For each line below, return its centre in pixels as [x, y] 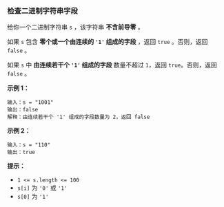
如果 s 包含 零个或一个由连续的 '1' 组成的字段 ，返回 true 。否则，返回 [108, 42]
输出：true [21, 153]
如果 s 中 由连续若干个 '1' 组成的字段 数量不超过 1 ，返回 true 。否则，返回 [112, 65]
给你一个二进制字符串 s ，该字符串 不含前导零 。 [75, 27]
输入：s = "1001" [30, 102]
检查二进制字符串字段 [42, 10]
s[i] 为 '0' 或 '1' [42, 188]
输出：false [23, 110]
